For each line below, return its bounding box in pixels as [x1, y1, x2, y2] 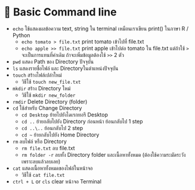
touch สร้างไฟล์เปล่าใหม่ [12, 71, 62, 78]
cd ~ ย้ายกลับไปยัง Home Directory [21, 131, 100, 138]
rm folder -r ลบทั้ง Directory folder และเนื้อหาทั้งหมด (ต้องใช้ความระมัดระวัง [21, 151, 186, 158]
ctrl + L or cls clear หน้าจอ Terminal [12, 178, 102, 185]
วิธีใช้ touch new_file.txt [21, 78, 81, 85]
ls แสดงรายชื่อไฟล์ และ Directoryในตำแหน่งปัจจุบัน [12, 65, 119, 72]
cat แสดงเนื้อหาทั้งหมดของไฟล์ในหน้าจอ [12, 164, 93, 172]
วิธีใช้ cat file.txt [21, 171, 65, 178]
